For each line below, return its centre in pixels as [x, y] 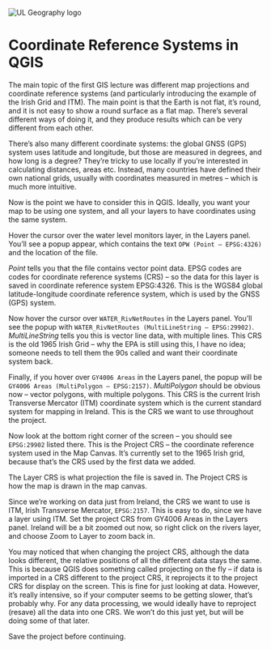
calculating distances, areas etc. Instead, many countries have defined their [135, 169]
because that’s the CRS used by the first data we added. [102, 461]
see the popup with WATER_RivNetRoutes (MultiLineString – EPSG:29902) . [131, 327]
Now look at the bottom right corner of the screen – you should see [121, 436]
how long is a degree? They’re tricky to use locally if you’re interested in [128, 160]
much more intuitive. [42, 186]
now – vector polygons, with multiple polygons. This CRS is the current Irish [134, 394]
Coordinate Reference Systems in [123, 45]
